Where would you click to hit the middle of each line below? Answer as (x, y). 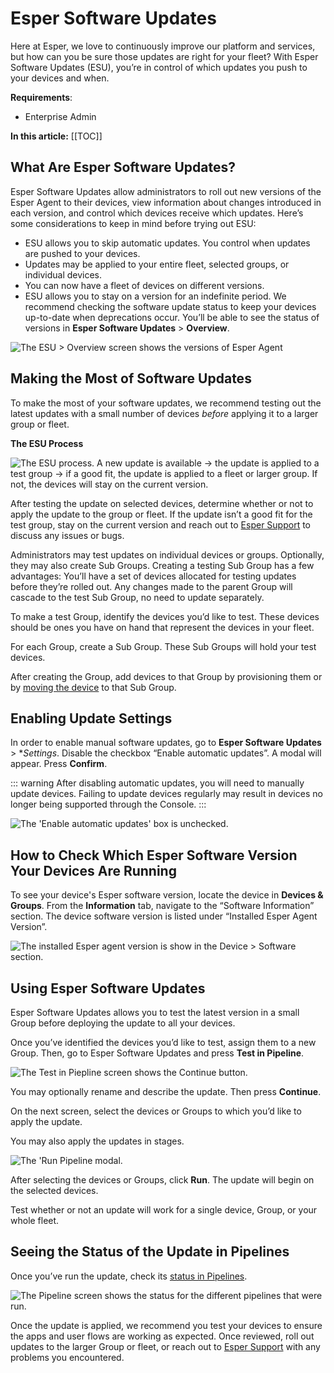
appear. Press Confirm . (59, 764)
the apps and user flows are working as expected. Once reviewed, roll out (162, 1336)
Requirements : (41, 97)
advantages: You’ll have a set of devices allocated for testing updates (153, 576)
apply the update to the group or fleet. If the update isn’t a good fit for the (161, 514)
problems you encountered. (67, 1357)
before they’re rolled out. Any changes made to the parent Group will (151, 586)
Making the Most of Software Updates (131, 378)
